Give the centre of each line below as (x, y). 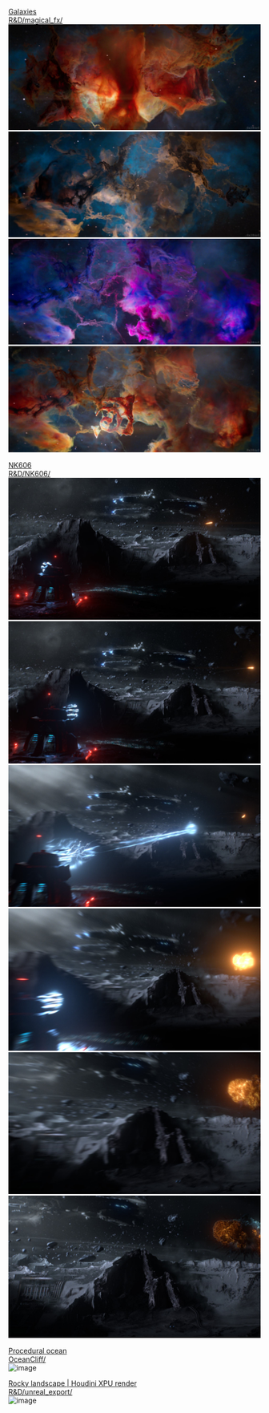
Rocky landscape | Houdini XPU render (73, 1383)
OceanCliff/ (27, 1359)
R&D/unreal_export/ (40, 1391)
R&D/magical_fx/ (36, 20)
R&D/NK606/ (29, 473)
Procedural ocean (38, 1350)
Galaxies (23, 12)
